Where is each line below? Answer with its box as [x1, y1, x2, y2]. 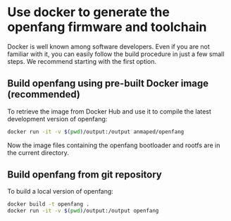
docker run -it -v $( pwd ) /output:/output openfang [7, 208, 159, 215]
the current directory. [7, 148, 69, 156]
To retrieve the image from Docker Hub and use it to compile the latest [7, 107, 211, 116]
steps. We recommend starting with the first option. [7, 57, 157, 65]
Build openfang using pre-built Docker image [7, 78, 209, 90]
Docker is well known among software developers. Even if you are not [7, 42, 210, 51]
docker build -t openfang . [7, 201, 90, 208]
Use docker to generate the [7, 4, 170, 20]
